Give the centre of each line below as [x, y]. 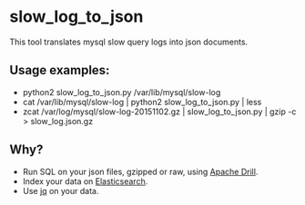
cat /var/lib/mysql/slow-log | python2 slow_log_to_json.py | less [142, 102]
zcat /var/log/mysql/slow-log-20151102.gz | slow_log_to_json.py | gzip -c [159, 112]
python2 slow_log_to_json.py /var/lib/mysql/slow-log [122, 92]
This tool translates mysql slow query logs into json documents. [129, 42]
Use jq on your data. [61, 190]
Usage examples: [60, 70]
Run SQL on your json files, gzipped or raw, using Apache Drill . [140, 171]
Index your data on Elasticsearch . [85, 181]
